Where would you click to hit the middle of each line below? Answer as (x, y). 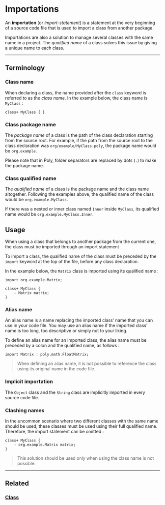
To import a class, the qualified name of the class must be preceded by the (81, 256)
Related (17, 484)
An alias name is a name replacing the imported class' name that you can (79, 320)
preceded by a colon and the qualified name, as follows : (62, 346)
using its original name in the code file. (56, 369)
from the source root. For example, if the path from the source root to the (79, 140)
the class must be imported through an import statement (62, 247)
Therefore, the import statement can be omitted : (55, 431)
